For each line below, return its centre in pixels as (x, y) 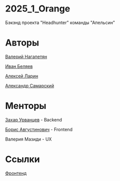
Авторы (22, 43)
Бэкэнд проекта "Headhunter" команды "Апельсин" (60, 22)
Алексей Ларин (22, 76)
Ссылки (22, 159)
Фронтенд (16, 173)
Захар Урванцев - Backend (34, 119)
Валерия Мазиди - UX (28, 139)
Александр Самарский (29, 85)
